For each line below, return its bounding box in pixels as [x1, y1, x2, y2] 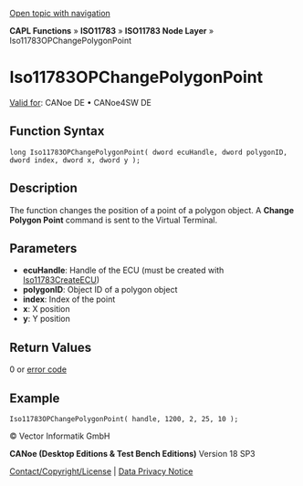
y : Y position [22, 314, 71, 325]
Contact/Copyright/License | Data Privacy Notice [9, 466, 193, 477]
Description [9, 181, 78, 196]
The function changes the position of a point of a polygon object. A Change [9, 204, 295, 215]
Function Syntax [9, 123, 105, 140]
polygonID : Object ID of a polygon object [22, 284, 178, 295]
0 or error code [9, 364, 67, 375]
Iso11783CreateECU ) [22, 274, 100, 285]
